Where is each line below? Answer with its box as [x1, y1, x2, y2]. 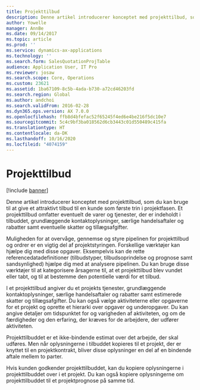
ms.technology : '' [6, 53, 52, 59]
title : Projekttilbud [6, 8, 60, 15]
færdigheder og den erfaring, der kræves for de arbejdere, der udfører [6, 316, 179, 323]
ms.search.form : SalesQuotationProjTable [6, 58, 111, 64]
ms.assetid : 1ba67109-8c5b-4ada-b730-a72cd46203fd [6, 86, 135, 92]
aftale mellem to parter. [6, 353, 64, 360]
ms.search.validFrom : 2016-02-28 [6, 102, 89, 109]
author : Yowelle [6, 20, 46, 26]
